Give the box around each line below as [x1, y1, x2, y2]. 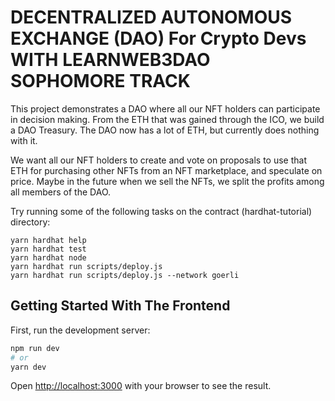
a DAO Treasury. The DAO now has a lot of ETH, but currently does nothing [10, 124, 320, 136]
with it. [10, 134, 38, 146]
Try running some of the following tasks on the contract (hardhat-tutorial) [10, 205, 313, 217]
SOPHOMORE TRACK [10, 70, 191, 93]
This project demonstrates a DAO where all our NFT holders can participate [10, 102, 321, 115]
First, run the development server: [10, 324, 151, 336]
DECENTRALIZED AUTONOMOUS [10, 6, 293, 29]
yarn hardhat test [10, 244, 87, 254]
